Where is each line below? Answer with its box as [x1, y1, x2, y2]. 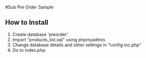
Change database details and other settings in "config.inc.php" [12, 42, 142, 48]
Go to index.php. [12, 47, 47, 53]
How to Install [5, 18, 49, 27]
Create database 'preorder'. [12, 31, 70, 37]
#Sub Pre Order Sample [5, 4, 54, 10]
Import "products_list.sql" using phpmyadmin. [12, 36, 106, 42]
